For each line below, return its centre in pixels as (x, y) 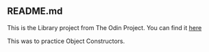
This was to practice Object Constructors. (66, 41)
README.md (35, 11)
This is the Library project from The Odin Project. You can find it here (104, 27)
